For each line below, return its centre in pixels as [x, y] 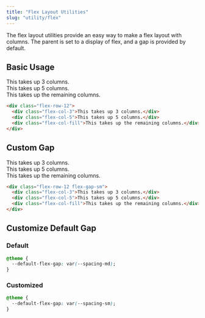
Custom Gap [31, 148]
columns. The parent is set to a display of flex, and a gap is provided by [96, 42]
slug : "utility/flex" [34, 18]
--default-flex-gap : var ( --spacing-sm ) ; [64, 304]
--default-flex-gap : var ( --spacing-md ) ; [64, 264]
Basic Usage [31, 67]
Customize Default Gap [51, 229]
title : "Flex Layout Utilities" [47, 12]
